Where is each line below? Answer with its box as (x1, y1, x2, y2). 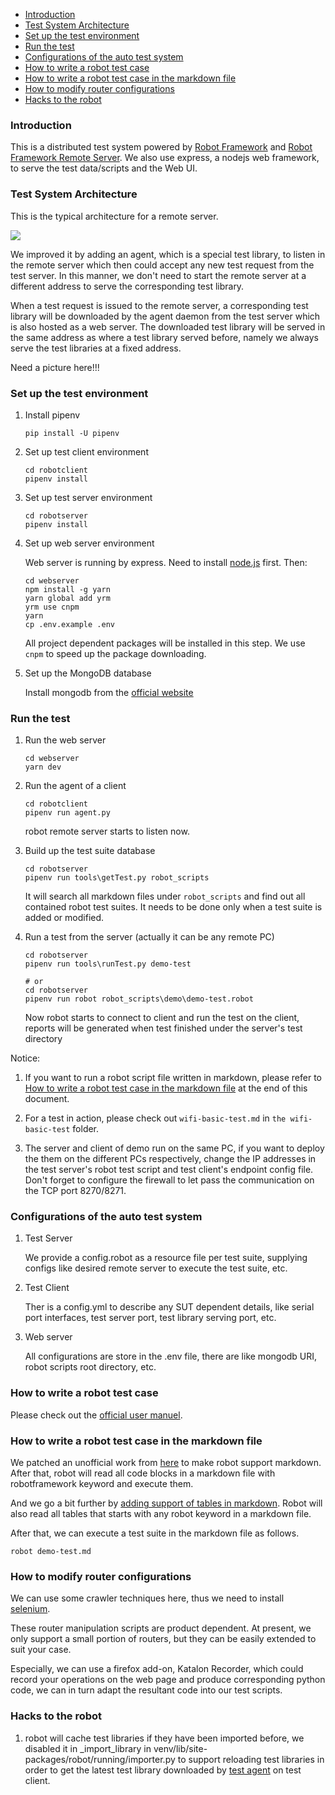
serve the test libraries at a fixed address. (10, 342, 182, 354)
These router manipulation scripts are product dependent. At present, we (10, 1622, 312, 1634)
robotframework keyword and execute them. (10, 1478, 194, 1490)
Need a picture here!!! (10, 361, 100, 373)
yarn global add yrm (24, 593, 111, 603)
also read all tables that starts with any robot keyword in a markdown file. (10, 1508, 312, 1520)
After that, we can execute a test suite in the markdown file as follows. (10, 1527, 300, 1539)
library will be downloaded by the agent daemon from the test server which (10, 310, 321, 322)
